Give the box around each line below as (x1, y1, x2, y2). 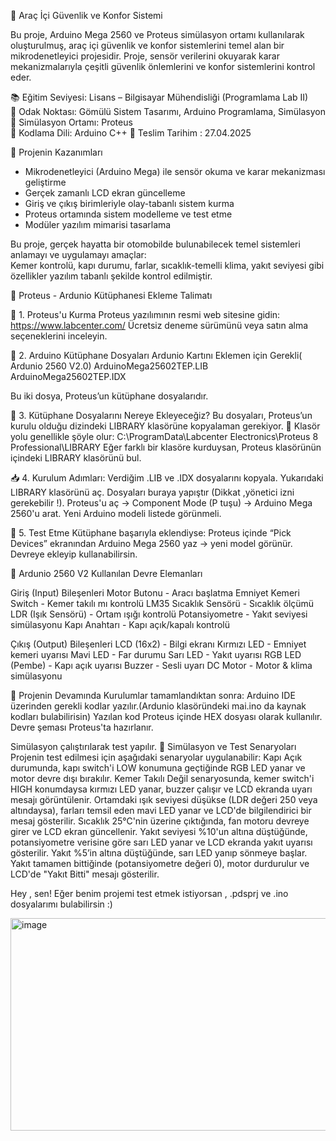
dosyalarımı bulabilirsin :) (10, 898, 113, 910)
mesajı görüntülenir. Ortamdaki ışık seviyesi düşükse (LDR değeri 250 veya (10, 794, 318, 805)
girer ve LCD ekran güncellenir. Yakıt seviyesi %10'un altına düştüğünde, (10, 826, 308, 837)
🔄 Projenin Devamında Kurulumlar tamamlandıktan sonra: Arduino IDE (10, 690, 296, 701)
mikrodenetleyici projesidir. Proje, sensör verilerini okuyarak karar (10, 50, 280, 62)
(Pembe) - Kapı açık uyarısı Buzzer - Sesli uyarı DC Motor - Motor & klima (10, 660, 313, 671)
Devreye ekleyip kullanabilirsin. (10, 548, 138, 560)
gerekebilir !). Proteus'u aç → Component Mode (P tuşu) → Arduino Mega (10, 497, 313, 509)
